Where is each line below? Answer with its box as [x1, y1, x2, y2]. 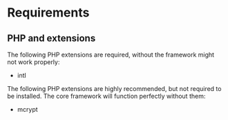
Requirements [7, 5, 90, 21]
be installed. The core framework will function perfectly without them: [7, 92, 206, 100]
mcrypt [17, 106, 38, 113]
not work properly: [7, 58, 60, 66]
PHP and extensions [7, 32, 96, 44]
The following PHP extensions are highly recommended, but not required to [7, 85, 222, 92]
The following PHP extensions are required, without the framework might [7, 50, 215, 59]
